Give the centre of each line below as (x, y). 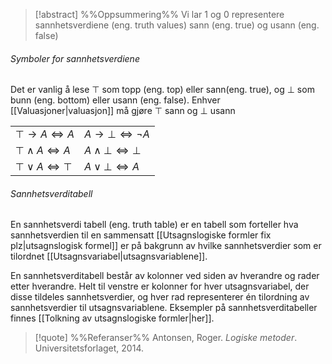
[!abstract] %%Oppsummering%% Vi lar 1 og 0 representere (159, 14)
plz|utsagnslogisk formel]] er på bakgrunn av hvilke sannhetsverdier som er (166, 246)
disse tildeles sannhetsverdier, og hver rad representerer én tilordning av (160, 297)
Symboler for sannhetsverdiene (75, 58)
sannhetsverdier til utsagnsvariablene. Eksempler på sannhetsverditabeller (164, 308)
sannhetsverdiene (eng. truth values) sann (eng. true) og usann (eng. (177, 25)
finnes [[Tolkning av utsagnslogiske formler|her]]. (112, 318)
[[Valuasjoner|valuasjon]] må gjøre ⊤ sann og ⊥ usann (123, 111)
